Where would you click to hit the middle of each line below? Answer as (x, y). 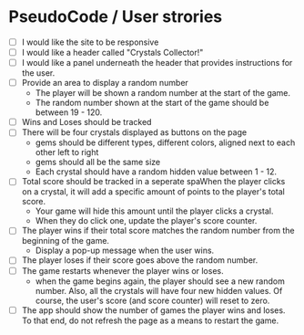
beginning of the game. (66, 241)
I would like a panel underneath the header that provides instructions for (157, 63)
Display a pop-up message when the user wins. (125, 251)
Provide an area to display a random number (105, 83)
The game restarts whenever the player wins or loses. (122, 270)
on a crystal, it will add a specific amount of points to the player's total (153, 192)
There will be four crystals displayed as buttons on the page (134, 132)
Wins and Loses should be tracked (86, 122)
